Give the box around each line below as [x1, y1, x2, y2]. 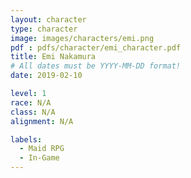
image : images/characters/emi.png [10, 33, 155, 43]
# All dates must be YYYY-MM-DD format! [10, 61, 182, 71]
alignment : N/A [10, 116, 74, 126]
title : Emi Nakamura [10, 52, 97, 62]
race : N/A [10, 97, 52, 108]
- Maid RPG [19, 144, 65, 154]
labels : [10, 134, 43, 145]
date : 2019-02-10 [10, 71, 83, 81]
